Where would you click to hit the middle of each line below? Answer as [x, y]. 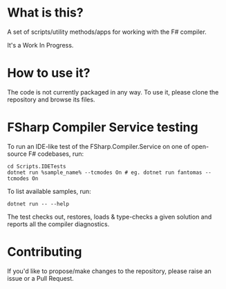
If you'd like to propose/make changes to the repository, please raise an [110, 271]
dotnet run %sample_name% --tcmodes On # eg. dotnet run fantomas [105, 172]
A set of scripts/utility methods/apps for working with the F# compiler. [107, 32]
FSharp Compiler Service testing [103, 127]
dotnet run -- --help [38, 204]
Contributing [45, 252]
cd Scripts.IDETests [37, 166]
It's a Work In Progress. [40, 45]
